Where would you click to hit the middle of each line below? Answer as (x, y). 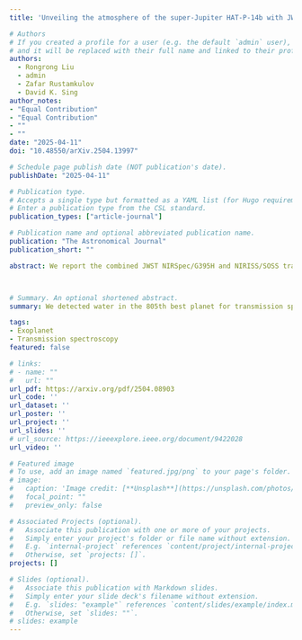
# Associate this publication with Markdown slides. (114, 588)
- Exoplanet (31, 331)
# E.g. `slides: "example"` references (88, 604)
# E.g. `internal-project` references (86, 547)
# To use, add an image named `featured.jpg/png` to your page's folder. (151, 472)
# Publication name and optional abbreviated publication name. (132, 233)
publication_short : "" (52, 249)
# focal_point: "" (48, 497)
